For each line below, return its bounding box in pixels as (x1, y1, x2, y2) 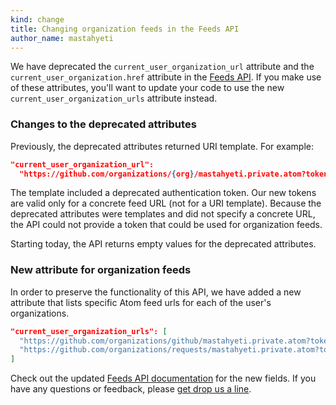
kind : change (10, 14, 65, 25)
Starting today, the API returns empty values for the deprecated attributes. (10, 238, 317, 250)
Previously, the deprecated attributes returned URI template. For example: (10, 140, 315, 152)
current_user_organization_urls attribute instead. (10, 92, 218, 105)
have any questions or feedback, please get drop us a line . (10, 383, 252, 395)
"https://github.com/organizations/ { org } (19, 169, 195, 179)
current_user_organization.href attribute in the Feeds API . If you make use (10, 71, 322, 83)
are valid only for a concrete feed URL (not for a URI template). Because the (10, 197, 322, 210)
